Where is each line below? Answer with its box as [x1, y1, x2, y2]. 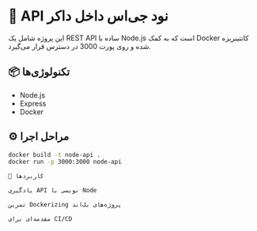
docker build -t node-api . [8, 151, 101, 158]
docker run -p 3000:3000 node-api [8, 158, 123, 166]
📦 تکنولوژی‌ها [8, 65, 70, 79]
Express [19, 99, 47, 108]
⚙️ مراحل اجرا [8, 130, 70, 143]
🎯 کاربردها [8, 173, 44, 181]
